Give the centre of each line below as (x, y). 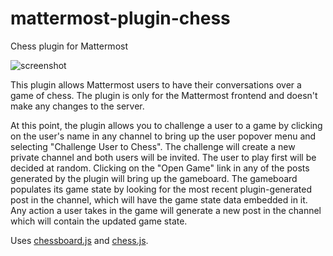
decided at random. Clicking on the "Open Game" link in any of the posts (160, 168)
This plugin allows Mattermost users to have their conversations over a (156, 84)
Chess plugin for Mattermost (69, 46)
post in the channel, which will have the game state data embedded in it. (159, 199)
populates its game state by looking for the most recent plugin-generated (161, 189)
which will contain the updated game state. (99, 221)
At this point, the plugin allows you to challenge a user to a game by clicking (166, 125)
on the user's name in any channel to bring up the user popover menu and (163, 136)
